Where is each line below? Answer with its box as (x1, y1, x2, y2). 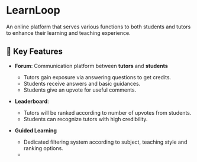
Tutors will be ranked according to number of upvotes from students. (23, 109, 192, 116)
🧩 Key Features (6, 47, 63, 57)
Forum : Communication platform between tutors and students (14, 62, 169, 69)
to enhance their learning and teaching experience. (6, 29, 131, 36)
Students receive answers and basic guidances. (23, 80, 141, 87)
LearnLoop (6, 4, 60, 17)
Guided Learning (14, 127, 57, 134)
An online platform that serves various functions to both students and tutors (6, 23, 191, 30)
